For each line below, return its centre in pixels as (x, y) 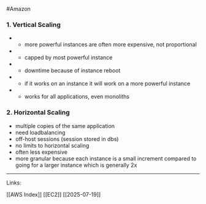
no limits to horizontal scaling (52, 145)
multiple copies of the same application (65, 126)
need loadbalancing (40, 132)
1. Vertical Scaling (34, 25)
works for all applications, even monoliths (77, 97)
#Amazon (18, 9)
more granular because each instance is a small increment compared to (106, 158)
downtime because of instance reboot (72, 70)
